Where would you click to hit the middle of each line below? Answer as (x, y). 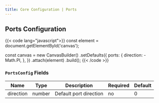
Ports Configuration (36, 29)
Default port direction (79, 93)
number (41, 93)
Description (79, 85)
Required (119, 85)
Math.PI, (13, 60)
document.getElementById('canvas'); (42, 46)
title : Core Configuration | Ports (41, 9)
